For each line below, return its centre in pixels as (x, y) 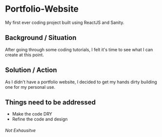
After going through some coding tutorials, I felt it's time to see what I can (79, 49)
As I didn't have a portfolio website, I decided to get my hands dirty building (81, 82)
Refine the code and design (40, 119)
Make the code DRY (32, 114)
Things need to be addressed (51, 102)
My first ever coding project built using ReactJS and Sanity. (65, 22)
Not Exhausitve (20, 130)
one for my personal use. (30, 87)
